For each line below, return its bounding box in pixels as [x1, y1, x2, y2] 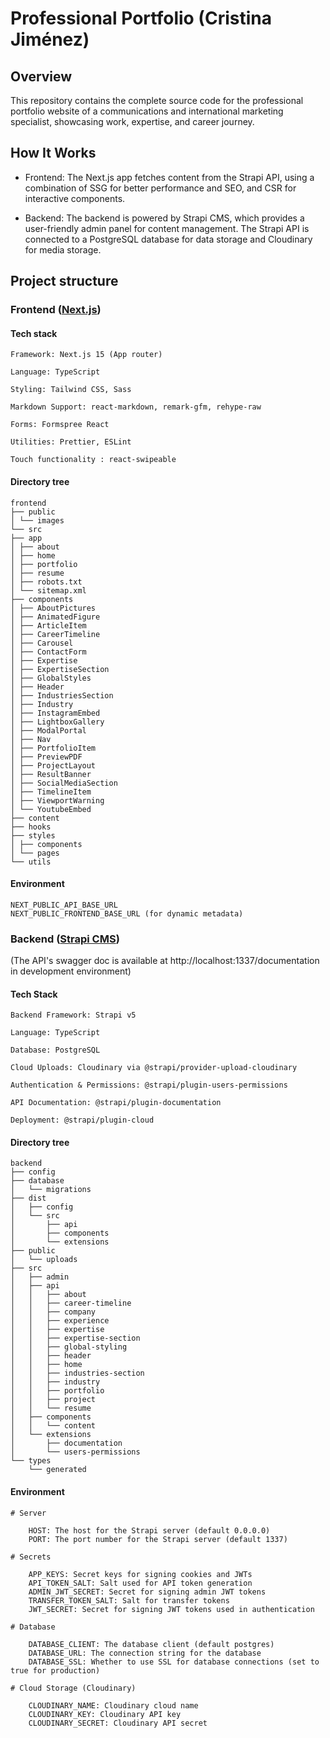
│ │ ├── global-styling [10, 1342, 128, 1352]
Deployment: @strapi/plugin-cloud [10, 1115, 155, 1126]
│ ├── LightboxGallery [10, 717, 105, 727]
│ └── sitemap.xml [10, 585, 87, 596]
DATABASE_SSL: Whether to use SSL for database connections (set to [28, 1657, 320, 1667]
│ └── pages [10, 848, 60, 858]
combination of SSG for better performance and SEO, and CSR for [24, 182, 297, 194]
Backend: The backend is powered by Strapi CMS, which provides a [24, 212, 305, 224]
